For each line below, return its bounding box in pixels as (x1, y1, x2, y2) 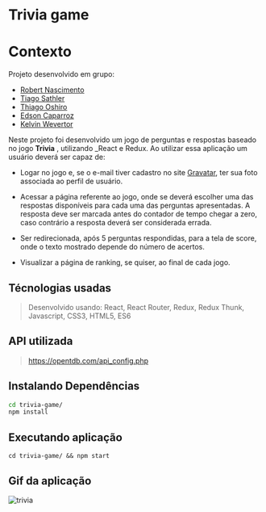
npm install (8, 408, 48, 417)
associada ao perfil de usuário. (19, 176, 123, 187)
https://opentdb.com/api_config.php (27, 355, 149, 365)
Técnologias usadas (8, 281, 111, 295)
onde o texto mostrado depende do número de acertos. (19, 242, 206, 252)
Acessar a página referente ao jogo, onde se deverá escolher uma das (19, 192, 254, 202)
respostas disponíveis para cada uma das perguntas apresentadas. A (19, 200, 251, 211)
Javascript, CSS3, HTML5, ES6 (27, 311, 131, 321)
